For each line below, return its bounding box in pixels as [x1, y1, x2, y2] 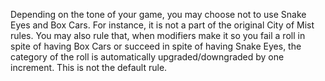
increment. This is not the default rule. [10, 62, 168, 73]
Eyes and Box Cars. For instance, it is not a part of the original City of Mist [10, 19, 315, 31]
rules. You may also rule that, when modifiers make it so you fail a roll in [10, 30, 306, 41]
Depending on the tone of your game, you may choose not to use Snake [10, 9, 307, 20]
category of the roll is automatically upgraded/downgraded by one [10, 51, 285, 63]
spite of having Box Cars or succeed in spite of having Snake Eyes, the [10, 40, 302, 52]
